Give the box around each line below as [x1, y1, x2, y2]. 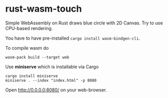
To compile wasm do [5, 45, 49, 51]
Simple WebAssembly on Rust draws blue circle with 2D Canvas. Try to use [5, 20, 163, 26]
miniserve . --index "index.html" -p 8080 [5, 78, 97, 83]
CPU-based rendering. [5, 25, 53, 31]
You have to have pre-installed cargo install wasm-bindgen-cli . [5, 35, 141, 41]
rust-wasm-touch [5, 3, 82, 15]
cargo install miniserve [5, 73, 58, 79]
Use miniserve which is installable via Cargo [5, 63, 99, 70]
